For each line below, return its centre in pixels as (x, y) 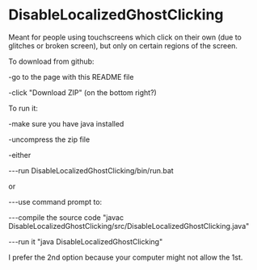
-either (20, 155)
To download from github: (51, 61)
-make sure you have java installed (66, 123)
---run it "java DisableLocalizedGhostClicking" (86, 241)
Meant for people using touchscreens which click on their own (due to (125, 37)
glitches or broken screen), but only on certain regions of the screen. (123, 45)
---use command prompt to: (55, 201)
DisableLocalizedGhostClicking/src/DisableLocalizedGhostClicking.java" (129, 226)
